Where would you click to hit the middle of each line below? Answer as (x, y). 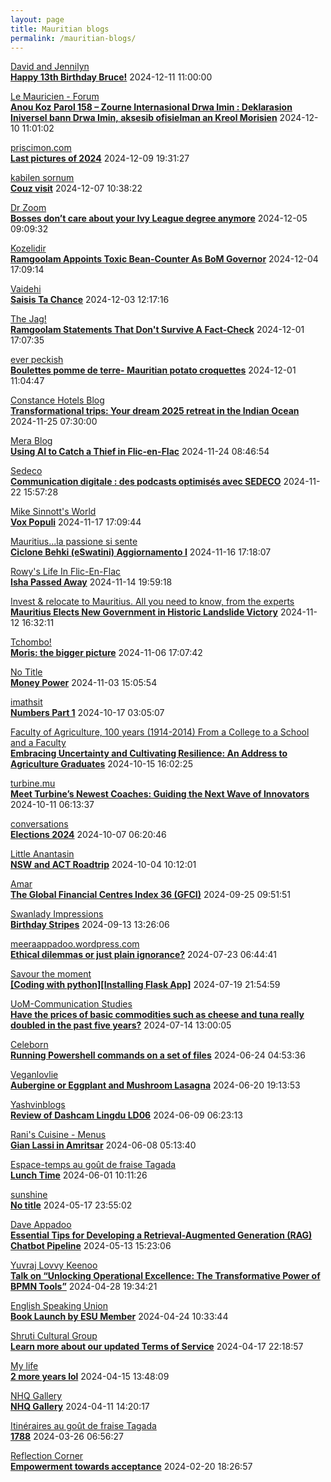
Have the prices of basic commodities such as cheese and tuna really (157, 1015)
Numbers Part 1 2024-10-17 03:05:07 (87, 713)
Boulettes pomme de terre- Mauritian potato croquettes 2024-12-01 (153, 370)
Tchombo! (31, 642)
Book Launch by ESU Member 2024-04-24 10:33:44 (119, 1317)
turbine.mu (33, 783)
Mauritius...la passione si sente (74, 542)
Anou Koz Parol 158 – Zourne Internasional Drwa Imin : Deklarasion (151, 107)
